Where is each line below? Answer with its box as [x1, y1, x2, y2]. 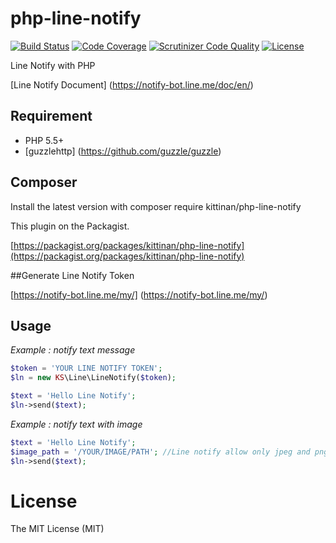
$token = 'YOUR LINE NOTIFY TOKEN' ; [10, 363, 163, 374]
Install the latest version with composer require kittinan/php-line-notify [10, 200, 302, 212]
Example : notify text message [10, 344, 136, 356]
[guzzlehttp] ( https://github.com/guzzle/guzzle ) [24, 145, 222, 157]
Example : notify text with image [10, 418, 143, 430]
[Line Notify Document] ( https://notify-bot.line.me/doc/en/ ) [10, 78, 254, 91]
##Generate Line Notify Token [10, 269, 135, 281]
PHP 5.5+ [24, 134, 65, 146]
